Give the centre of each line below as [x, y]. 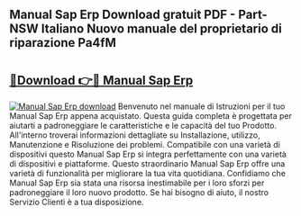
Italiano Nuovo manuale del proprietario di [161, 29]
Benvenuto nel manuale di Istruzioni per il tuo [201, 106]
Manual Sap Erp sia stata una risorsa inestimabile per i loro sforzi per [137, 183]
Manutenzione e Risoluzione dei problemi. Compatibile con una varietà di [145, 144]
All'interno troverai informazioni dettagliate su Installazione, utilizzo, [135, 135]
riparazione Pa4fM [63, 43]
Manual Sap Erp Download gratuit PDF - [123, 15]
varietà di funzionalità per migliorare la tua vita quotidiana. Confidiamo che [148, 173]
